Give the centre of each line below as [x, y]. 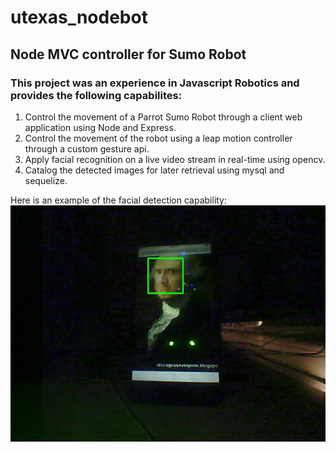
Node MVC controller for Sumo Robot [128, 54]
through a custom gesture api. [87, 148]
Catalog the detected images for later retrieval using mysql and [154, 170]
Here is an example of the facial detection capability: [119, 200]
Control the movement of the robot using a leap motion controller [158, 138]
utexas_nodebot [79, 17]
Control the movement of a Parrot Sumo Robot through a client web [163, 117]
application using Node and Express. [100, 127]
